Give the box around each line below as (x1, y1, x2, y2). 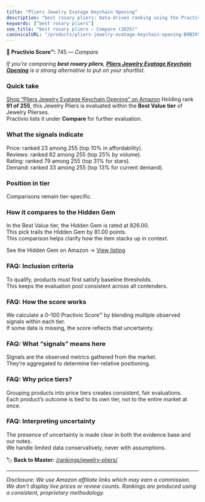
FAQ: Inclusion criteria (6, 262, 74, 270)
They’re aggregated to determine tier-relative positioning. (6, 360, 151, 367)
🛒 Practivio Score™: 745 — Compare (6, 48, 99, 56)
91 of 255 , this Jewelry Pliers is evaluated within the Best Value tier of (6, 102, 183, 110)
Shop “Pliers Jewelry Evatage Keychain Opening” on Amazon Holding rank (6, 96, 194, 103)
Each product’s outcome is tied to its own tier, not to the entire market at (6, 395, 187, 403)
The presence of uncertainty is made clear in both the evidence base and (6, 431, 191, 438)
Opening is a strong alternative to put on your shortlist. (6, 66, 145, 74)
